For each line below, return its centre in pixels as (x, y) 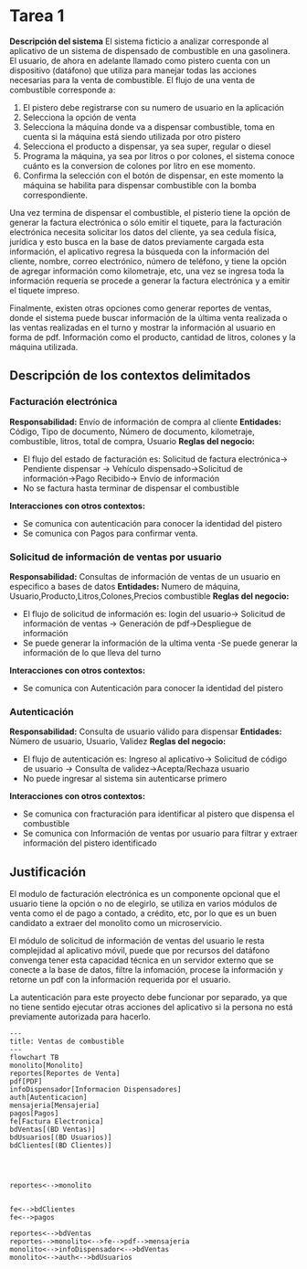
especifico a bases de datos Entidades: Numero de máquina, (125, 586)
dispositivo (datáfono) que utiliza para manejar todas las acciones (133, 70)
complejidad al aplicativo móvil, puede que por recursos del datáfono (140, 951)
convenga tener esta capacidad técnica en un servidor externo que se (142, 960)
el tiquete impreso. (45, 290)
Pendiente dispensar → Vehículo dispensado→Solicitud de (133, 468)
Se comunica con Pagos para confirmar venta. (110, 533)
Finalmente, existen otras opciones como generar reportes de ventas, (141, 308)
